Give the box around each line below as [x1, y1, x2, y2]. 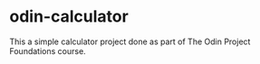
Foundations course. [9, 45, 86, 56]
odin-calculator [9, 6, 129, 27]
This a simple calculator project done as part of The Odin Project [9, 36, 251, 47]
